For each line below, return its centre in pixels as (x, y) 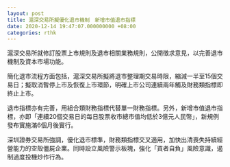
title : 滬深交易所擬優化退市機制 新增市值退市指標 (71, 20)
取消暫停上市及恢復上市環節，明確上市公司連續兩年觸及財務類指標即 (127, 85)
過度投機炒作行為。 (40, 157)
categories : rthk (32, 33)
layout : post (26, 13)
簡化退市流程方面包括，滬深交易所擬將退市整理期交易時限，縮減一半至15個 (112, 76)
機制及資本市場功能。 (37, 62)
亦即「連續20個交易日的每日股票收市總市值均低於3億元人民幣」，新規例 (119, 117)
